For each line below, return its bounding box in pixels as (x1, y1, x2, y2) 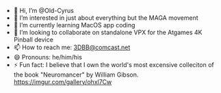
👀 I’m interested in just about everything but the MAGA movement (13, 14, 198, 22)
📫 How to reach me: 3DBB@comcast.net (13, 43, 131, 51)
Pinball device (13, 36, 53, 44)
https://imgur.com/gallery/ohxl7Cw (13, 78, 112, 85)
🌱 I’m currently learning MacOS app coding (13, 21, 135, 29)
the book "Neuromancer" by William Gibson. (13, 70, 139, 79)
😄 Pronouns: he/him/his (13, 53, 82, 61)
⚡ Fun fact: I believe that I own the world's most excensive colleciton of (13, 61, 214, 68)
